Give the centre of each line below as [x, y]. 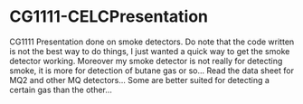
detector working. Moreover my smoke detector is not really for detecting [146, 61]
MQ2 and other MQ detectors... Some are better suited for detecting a [139, 80]
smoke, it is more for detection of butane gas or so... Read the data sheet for [151, 71]
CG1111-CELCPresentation [109, 17]
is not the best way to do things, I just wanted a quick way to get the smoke [150, 51]
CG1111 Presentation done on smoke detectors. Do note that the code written [152, 42]
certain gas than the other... [61, 90]
